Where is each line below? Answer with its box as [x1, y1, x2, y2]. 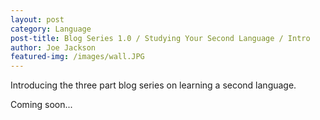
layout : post [10, 14, 65, 25]
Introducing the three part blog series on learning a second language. [10, 79, 297, 91]
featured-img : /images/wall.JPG [10, 52, 145, 62]
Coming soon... [10, 99, 73, 111]
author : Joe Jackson [10, 42, 97, 53]
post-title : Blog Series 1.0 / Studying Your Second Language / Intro [10, 33, 311, 43]
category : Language [10, 24, 92, 34]
